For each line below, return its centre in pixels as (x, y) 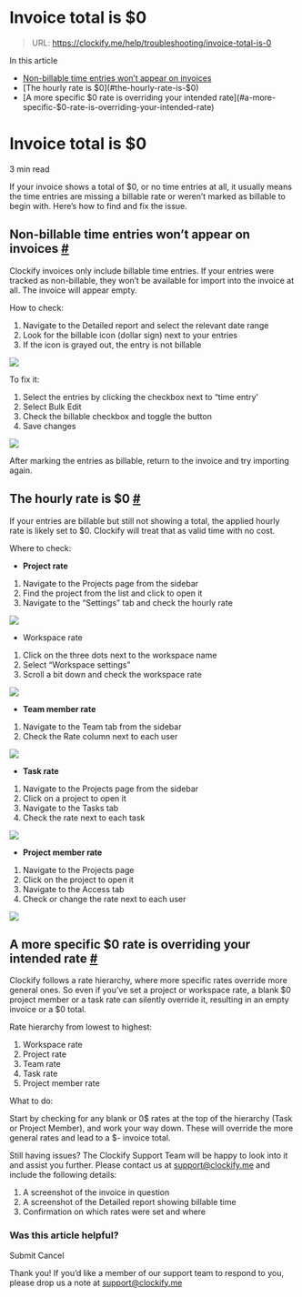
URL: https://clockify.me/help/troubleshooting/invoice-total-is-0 (151, 43)
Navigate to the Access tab (73, 889)
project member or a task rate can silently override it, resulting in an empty (149, 1000)
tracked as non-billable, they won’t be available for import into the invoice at (152, 280)
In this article (34, 60)
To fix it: (25, 379)
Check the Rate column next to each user (100, 736)
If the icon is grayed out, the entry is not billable (112, 345)
